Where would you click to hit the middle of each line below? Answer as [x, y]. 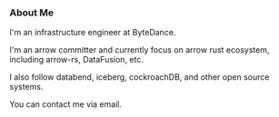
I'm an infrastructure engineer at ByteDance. [93, 33]
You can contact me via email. [66, 104]
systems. [26, 87]
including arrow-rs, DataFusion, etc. [76, 60]
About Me [32, 13]
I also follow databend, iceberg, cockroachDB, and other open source [139, 77]
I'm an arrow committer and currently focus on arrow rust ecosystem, [139, 50]
